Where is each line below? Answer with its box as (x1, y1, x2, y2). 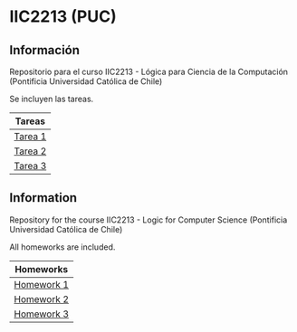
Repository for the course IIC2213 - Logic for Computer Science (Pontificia (9, 214, 288, 225)
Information (9, 190, 78, 205)
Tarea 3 (14, 160, 47, 172)
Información (9, 43, 80, 58)
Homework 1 (14, 278, 70, 290)
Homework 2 (14, 292, 70, 305)
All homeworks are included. (9, 242, 116, 252)
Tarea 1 (14, 130, 47, 142)
